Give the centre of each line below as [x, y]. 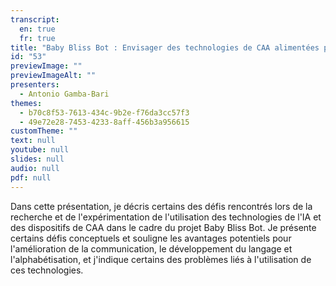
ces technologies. [47, 270]
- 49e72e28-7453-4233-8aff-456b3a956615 [104, 122]
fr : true [37, 38]
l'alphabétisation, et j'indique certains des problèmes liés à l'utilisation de [161, 259]
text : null [33, 141]
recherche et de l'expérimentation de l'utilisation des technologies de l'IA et [166, 217]
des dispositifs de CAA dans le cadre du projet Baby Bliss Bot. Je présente [163, 227]
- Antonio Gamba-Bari [64, 94]
